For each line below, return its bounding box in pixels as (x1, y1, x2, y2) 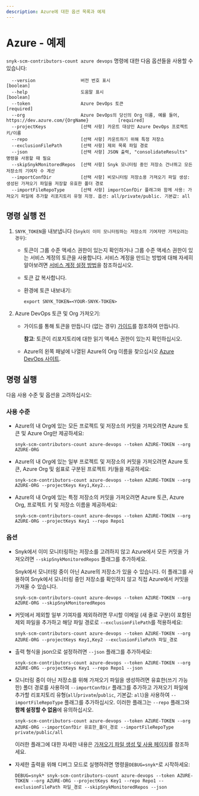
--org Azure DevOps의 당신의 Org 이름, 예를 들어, (11, 112, 180, 118)
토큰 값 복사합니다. (23, 274, 67, 282)
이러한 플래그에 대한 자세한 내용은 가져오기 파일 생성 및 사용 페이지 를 (14, 741, 173, 748)
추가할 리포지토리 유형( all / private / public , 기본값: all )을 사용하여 (14, 691, 170, 698)
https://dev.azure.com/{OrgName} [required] (6, 117, 145, 123)
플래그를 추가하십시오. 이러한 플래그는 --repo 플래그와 (64, 698, 190, 706)
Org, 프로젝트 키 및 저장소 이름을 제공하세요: (14, 501, 118, 508)
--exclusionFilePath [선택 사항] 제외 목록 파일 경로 (11, 142, 149, 149)
